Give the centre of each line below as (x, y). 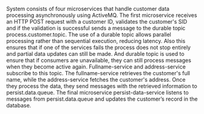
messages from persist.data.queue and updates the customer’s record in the (102, 99)
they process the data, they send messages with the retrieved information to (102, 86)
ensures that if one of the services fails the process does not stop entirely (99, 47)
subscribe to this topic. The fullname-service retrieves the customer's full (98, 73)
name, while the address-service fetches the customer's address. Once (96, 79)
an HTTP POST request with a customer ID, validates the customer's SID (97, 22)
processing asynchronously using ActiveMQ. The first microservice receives (102, 15)
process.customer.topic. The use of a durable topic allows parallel (89, 35)
